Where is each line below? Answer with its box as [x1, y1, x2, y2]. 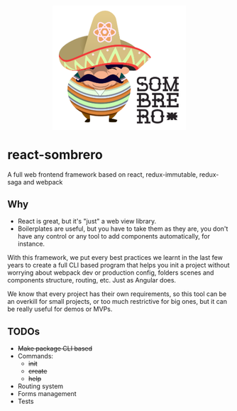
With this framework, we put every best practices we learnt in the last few [7, 253, 224, 262]
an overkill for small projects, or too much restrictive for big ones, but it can [7, 297, 227, 306]
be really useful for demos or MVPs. [7, 305, 113, 314]
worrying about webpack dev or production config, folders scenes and [7, 268, 214, 277]
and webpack [23, 177, 63, 186]
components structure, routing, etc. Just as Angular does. [7, 276, 176, 285]
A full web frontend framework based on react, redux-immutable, [7, 170, 198, 179]
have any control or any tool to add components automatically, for [17, 232, 211, 241]
